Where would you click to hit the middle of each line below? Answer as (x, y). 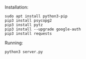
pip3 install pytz (24, 25)
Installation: (16, 7)
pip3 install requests (28, 34)
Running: (14, 43)
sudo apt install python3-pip (36, 16)
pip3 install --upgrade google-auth (43, 29)
